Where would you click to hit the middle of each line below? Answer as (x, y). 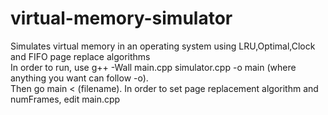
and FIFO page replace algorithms (80, 56)
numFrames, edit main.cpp (65, 99)
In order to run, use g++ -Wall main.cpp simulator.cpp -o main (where (153, 67)
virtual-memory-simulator (121, 18)
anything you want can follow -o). (79, 78)
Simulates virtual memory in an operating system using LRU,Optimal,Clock (163, 46)
